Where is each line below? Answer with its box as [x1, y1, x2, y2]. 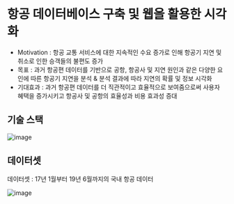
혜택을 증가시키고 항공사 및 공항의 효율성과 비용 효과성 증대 [17, 91, 178, 100]
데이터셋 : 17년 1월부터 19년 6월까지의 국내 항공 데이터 [7, 175, 154, 183]
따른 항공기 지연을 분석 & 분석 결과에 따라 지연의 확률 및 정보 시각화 [30, 74, 212, 82]
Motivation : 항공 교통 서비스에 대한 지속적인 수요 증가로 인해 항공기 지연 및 [17, 48, 222, 56]
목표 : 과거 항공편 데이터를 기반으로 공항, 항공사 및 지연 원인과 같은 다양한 [17, 65, 216, 74]
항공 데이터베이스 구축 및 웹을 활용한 [7, 6, 202, 22]
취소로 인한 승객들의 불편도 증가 [17, 56, 103, 65]
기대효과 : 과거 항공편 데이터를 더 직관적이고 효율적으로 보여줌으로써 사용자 [17, 83, 221, 91]
